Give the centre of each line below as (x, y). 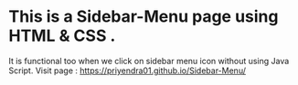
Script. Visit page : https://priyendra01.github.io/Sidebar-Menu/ (127, 71)
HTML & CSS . (62, 36)
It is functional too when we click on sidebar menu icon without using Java (149, 61)
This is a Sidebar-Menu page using (144, 17)
